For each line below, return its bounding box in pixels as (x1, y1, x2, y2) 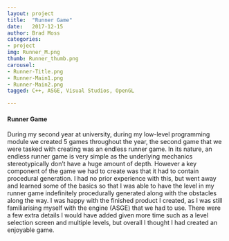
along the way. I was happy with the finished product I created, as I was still (7, 197, 223, 205)
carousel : (7, 62, 36, 69)
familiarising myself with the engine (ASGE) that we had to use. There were (7, 204, 221, 212)
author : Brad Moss (7, 29, 60, 37)
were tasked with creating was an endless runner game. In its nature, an (7, 145, 212, 153)
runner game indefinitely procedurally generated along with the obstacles (7, 189, 217, 197)
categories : (7, 36, 42, 43)
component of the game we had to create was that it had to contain (7, 167, 199, 175)
